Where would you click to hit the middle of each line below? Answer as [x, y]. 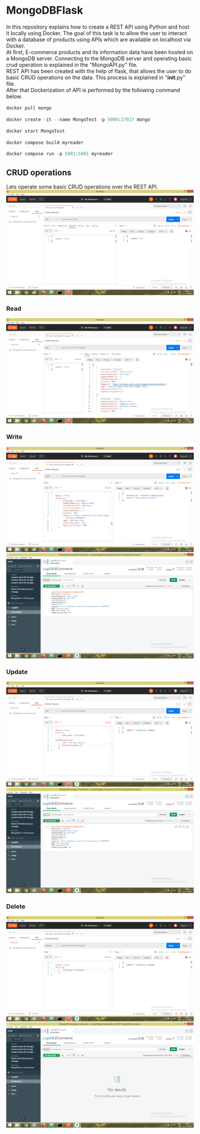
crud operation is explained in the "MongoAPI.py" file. [72, 65]
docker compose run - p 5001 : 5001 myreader [60, 154]
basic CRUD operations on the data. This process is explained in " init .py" [96, 77]
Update [17, 672]
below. [14, 96]
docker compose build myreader [45, 142]
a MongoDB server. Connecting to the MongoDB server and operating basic [99, 58]
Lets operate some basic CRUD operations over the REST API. [82, 187]
